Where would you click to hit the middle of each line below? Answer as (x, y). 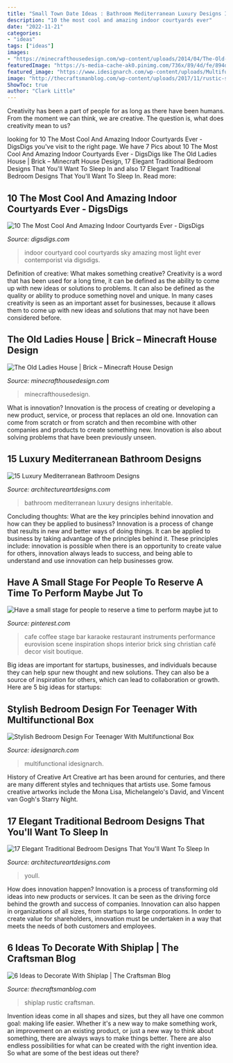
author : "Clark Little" (42, 91)
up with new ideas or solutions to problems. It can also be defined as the (111, 288)
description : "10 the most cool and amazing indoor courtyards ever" (110, 20)
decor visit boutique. (53, 651)
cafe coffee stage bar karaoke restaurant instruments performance (120, 637)
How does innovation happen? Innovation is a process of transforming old (113, 889)
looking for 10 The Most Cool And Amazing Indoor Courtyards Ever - (105, 139)
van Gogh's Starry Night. (43, 800)
